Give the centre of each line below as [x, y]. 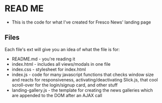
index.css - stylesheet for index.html [49, 69]
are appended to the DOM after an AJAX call [57, 95]
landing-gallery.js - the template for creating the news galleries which [82, 90]
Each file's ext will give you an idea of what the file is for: [62, 49]
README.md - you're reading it [43, 59]
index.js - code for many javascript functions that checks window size [83, 75]
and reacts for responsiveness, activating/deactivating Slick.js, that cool [85, 79]
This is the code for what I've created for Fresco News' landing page [81, 22]
